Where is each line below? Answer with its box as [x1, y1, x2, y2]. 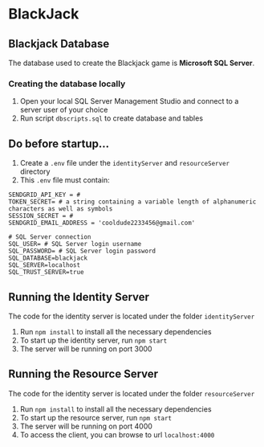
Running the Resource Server [8, 367, 159, 381]
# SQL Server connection [8, 233, 91, 241]
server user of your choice [19, 105, 108, 115]
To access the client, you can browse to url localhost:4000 [19, 429, 215, 439]
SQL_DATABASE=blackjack [8, 254, 88, 262]
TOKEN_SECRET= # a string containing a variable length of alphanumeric [8, 198, 257, 206]
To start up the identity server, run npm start [19, 335, 168, 345]
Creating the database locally [8, 78, 126, 89]
